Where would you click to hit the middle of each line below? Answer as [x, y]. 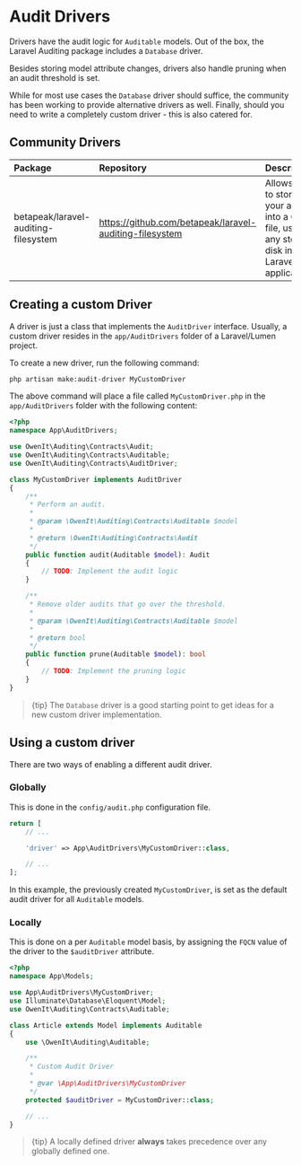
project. [24, 345]
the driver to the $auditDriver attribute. [82, 951]
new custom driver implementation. [97, 714]
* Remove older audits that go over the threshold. [128, 604]
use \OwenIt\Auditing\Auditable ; [88, 1042]
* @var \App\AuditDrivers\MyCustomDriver [107, 1083]
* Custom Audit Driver [72, 1067]
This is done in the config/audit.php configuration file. [110, 807]
